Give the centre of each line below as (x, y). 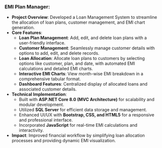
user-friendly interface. (42, 43)
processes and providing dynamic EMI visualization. (64, 141)
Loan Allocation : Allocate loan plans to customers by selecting (82, 59)
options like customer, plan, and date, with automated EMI (77, 63)
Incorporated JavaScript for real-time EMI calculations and (78, 125)
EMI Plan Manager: (27, 7)
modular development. (41, 104)
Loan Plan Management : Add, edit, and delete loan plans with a (83, 38)
